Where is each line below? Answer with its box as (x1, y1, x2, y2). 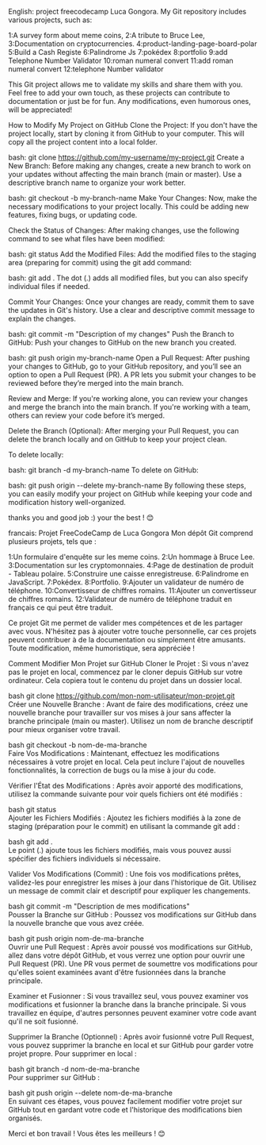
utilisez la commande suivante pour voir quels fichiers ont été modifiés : (8, 789, 243, 799)
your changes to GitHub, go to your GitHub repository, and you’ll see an (8, 361, 241, 371)
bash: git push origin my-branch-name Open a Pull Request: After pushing (8, 353, 250, 362)
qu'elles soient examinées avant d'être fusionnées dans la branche (8, 968, 226, 977)
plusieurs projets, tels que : (8, 537, 97, 546)
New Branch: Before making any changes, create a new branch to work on (8, 161, 251, 170)
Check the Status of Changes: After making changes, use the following (8, 226, 240, 235)
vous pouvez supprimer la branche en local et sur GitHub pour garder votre (8, 1040, 254, 1050)
